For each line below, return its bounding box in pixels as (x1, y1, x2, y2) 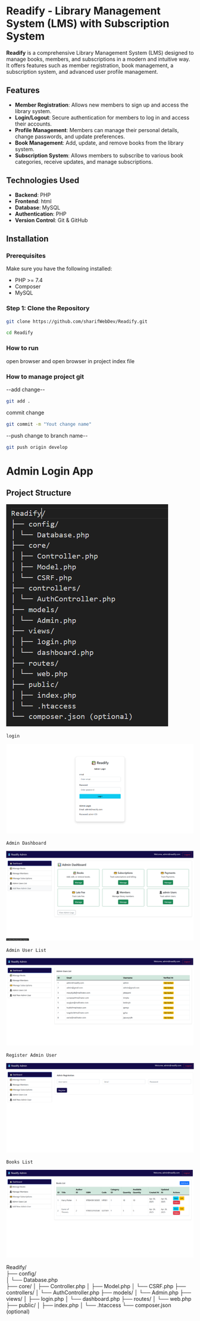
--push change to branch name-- (6, 432, 88, 439)
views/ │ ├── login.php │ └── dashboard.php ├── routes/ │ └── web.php (6, 1295, 192, 1302)
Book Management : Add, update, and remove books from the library (14, 139, 184, 146)
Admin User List (6, 947, 46, 953)
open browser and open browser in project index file (6, 357, 135, 364)
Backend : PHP (14, 191, 51, 198)
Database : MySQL (14, 204, 61, 211)
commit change (6, 409, 45, 416)
